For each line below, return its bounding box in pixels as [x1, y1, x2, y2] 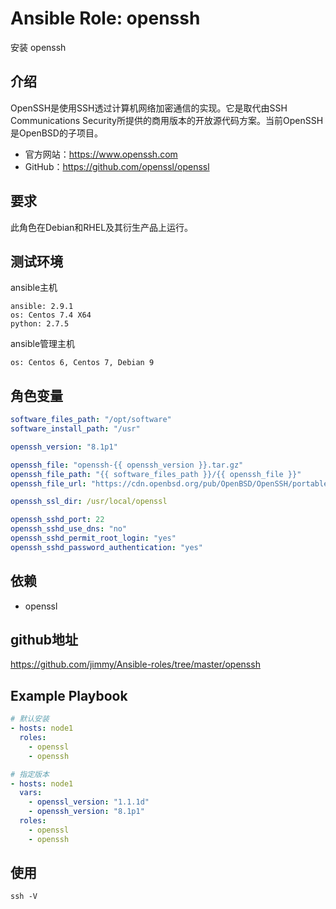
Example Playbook [10, 687, 128, 704]
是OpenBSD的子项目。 [10, 127, 103, 139]
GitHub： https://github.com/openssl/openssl [24, 160, 210, 172]
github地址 [10, 632, 79, 649]
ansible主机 [10, 282, 58, 294]
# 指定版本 [10, 769, 50, 779]
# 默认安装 [10, 714, 50, 724]
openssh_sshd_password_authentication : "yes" [10, 542, 203, 552]
